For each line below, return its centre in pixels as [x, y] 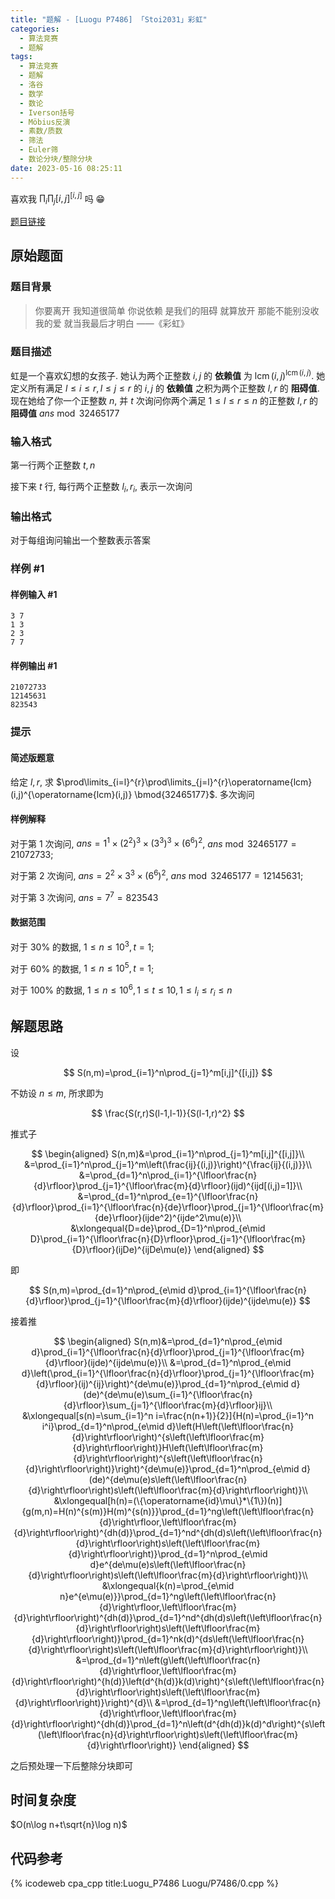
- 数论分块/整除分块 [56, 159]
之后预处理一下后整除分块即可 [71, 1765]
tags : [21, 57]
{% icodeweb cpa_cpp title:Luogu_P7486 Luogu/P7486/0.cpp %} [144, 1883]
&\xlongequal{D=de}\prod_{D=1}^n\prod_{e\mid [168, 1228]
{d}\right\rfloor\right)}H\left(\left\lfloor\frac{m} [168, 1447]
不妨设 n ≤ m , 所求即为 [57, 1093]
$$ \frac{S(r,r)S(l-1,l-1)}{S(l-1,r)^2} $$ [168, 1113]
